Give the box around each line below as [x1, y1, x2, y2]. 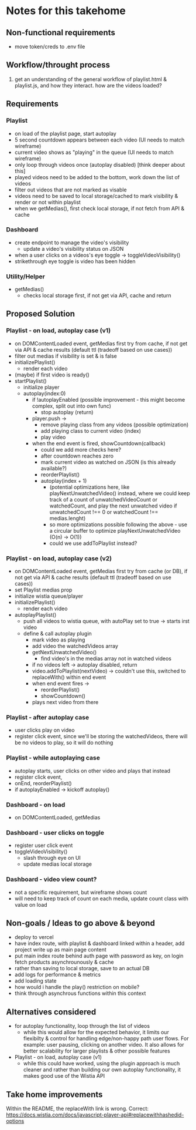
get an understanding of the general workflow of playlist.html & [14, 75, 167, 83]
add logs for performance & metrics [14, 971, 101, 978]
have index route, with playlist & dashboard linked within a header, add [14, 940, 185, 947]
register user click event [14, 842, 73, 849]
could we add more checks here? [40, 446, 122, 453]
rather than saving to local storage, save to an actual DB [14, 965, 150, 972]
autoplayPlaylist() [14, 611, 57, 618]
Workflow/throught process [6, 60, 110, 70]
